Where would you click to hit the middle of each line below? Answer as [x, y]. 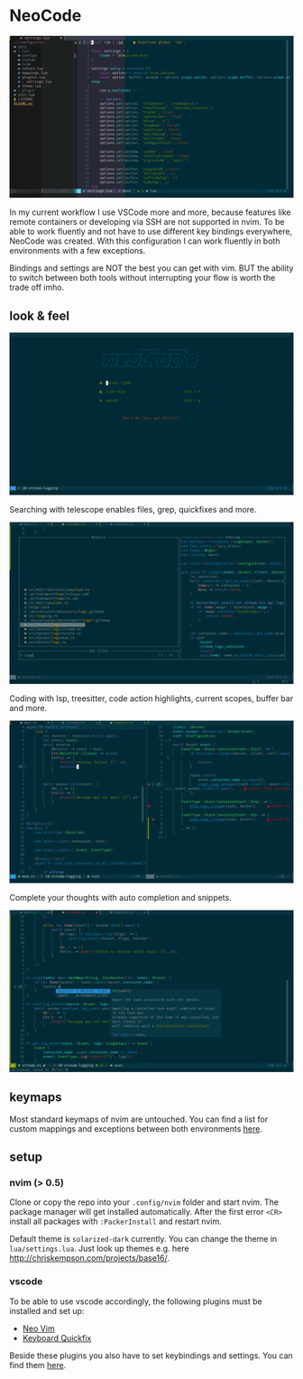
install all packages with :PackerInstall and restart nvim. [116, 1222]
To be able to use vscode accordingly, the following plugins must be [136, 1301]
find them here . [38, 1365]
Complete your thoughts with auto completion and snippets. [120, 897]
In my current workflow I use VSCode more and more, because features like [150, 212]
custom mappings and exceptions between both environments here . [136, 1128]
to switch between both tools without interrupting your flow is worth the [142, 278]
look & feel [40, 315]
